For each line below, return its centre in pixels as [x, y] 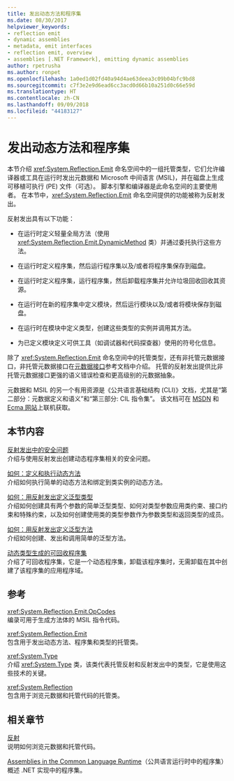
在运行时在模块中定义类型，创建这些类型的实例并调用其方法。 [106, 328]
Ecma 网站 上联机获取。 [41, 407]
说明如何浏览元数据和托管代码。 [53, 747]
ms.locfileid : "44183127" [45, 111]
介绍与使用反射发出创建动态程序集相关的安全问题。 [81, 458]
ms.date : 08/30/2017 [37, 20]
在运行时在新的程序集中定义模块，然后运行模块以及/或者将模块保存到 [116, 304]
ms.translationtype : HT [42, 92]
